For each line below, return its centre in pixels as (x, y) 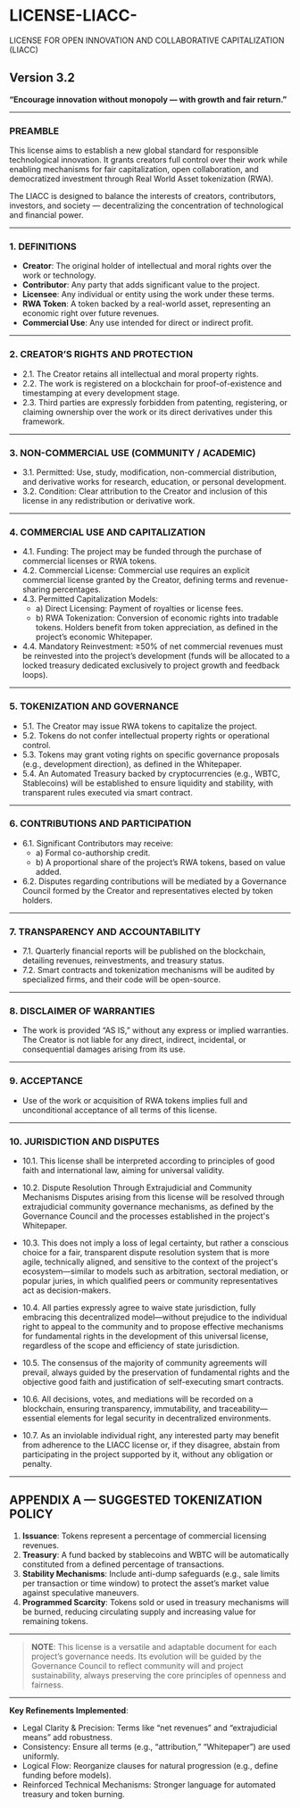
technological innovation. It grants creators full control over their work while (149, 160)
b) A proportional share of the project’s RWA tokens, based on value (160, 862)
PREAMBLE (34, 130)
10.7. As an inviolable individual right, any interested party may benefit (150, 1436)
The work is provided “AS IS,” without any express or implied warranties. (155, 1030)
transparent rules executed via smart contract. (108, 792)
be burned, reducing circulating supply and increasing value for (139, 1612)
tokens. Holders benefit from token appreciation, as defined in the (157, 628)
